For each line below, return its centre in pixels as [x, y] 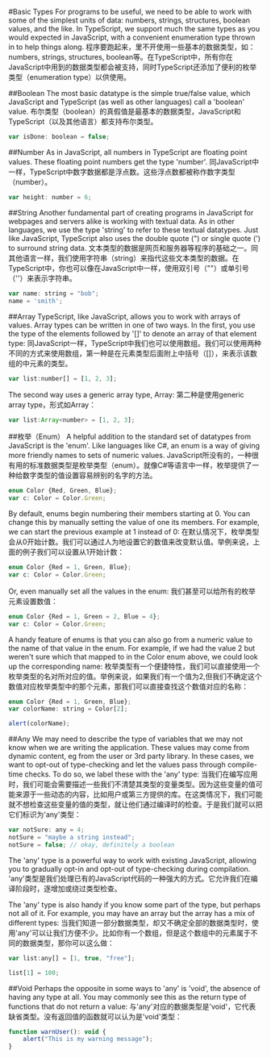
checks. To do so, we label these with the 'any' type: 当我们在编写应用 [141, 774]
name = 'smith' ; [35, 301]
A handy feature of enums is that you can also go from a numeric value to [131, 639]
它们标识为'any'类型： [45, 814]
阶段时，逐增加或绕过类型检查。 [68, 888]
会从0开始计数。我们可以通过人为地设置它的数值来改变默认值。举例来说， [131, 542]
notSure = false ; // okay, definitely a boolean [92, 845]
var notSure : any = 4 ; [46, 830]
